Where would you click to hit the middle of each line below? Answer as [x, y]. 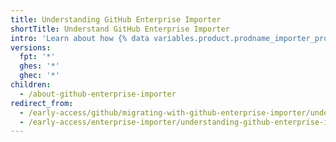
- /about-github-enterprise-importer [98, 94]
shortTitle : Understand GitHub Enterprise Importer [120, 29]
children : [31, 85]
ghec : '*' [39, 76]
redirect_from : [42, 103]
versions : [31, 47]
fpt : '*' [37, 57]
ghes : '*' [39, 66]
